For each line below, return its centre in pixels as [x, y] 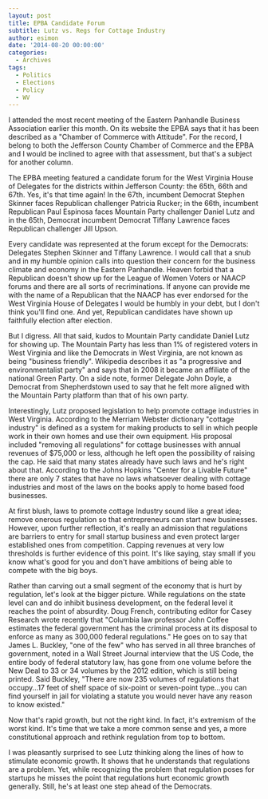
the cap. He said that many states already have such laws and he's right [126, 462]
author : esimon [33, 38]
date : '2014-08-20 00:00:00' [57, 45]
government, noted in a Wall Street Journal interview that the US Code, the [131, 654]
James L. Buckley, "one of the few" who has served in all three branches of [132, 645]
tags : [17, 68]
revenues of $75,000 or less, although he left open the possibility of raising [132, 453]
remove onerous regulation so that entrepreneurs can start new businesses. [133, 520]
